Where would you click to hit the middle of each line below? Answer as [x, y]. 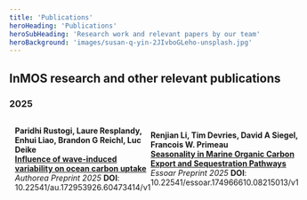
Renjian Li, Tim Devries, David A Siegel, [224, 135]
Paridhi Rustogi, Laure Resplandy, [78, 131]
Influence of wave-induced [66, 159]
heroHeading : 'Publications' [63, 26]
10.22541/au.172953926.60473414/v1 [83, 187]
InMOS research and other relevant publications [145, 78]
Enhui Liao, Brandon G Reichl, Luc [78, 140]
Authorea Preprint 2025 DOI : [67, 178]
